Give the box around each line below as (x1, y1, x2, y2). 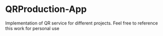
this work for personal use (5, 25, 59, 31)
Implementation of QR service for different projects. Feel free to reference (5, 20, 158, 26)
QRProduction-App (5, 3, 87, 15)
